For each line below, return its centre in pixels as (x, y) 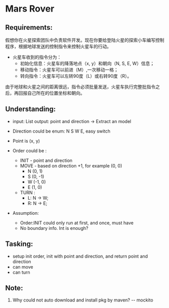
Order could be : (30, 150)
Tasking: (19, 244)
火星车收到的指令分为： (37, 57)
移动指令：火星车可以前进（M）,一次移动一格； (69, 70)
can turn (21, 272)
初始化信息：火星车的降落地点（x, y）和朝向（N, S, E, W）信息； (87, 63)
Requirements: (29, 27)
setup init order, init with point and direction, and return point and (80, 256)
